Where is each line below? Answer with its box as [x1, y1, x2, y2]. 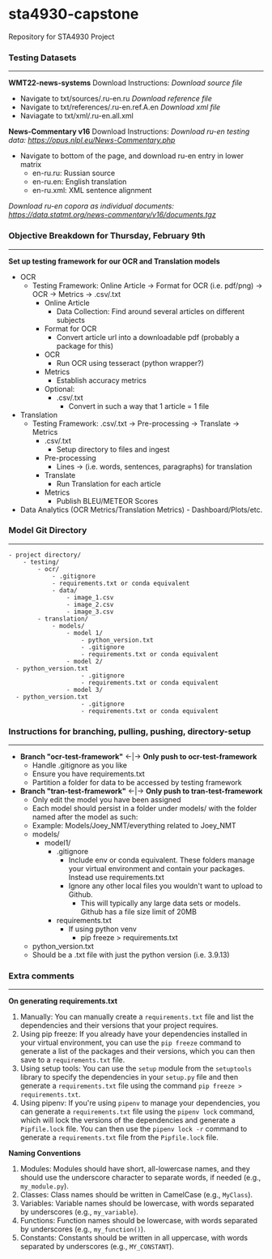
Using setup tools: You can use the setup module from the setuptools [19, 1063, 253, 1073]
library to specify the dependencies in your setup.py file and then [19, 1072, 239, 1082]
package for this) [56, 341, 114, 350]
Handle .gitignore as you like [32, 760, 128, 771]
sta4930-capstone [8, 5, 139, 24]
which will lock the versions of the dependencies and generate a [19, 1115, 236, 1125]
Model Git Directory [8, 525, 87, 536]
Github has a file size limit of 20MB [80, 907, 197, 917]
